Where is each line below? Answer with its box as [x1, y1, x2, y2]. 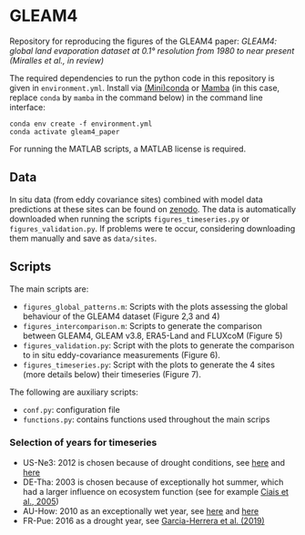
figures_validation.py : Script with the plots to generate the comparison [22, 339, 295, 351]
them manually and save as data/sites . [9, 232, 158, 243]
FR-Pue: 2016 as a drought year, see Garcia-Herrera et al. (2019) [22, 515, 266, 526]
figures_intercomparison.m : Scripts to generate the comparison [22, 320, 262, 331]
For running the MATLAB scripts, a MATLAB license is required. [9, 143, 247, 154]
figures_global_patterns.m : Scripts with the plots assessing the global [22, 301, 289, 312]
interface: [9, 101, 46, 112]
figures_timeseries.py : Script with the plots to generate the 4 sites [22, 359, 276, 370]
